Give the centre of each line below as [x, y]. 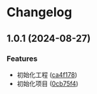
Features [22, 59]
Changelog [39, 12]
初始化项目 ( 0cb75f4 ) [47, 83]
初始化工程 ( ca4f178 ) [47, 74]
